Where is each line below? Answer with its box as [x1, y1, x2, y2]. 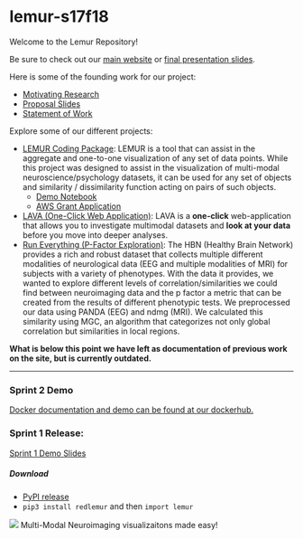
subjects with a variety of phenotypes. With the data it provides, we [22, 268, 274, 279]
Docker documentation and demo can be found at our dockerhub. [9, 404, 254, 415]
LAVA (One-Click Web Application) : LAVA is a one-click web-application [22, 210, 291, 221]
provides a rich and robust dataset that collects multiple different [22, 249, 263, 260]
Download [9, 468, 50, 479]
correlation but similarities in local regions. [22, 326, 180, 336]
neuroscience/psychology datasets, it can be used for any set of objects [22, 172, 292, 183]
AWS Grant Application [35, 201, 122, 212]
